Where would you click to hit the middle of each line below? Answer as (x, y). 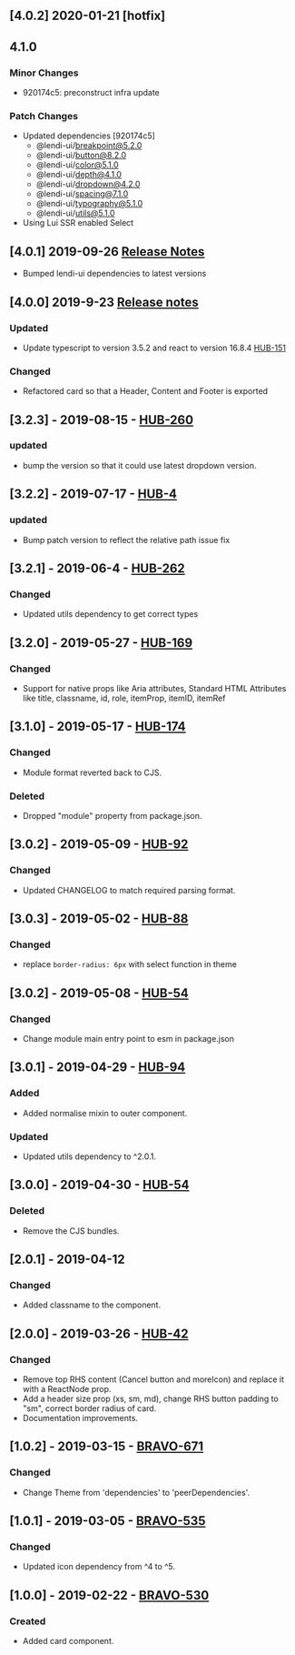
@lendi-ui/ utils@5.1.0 (75, 213)
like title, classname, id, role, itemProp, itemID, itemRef (124, 698)
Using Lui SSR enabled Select (78, 223)
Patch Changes (44, 116)
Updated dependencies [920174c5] (89, 136)
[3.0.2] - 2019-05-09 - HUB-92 (99, 845)
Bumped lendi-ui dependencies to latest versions (114, 274)
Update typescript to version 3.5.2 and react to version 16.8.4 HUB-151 (154, 348)
